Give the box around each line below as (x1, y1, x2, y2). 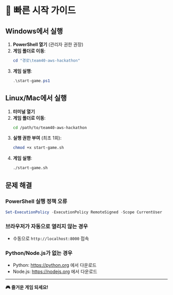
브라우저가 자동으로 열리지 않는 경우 (5, 223, 89, 230)
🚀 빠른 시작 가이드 (5, 5, 76, 16)
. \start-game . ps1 (12, 78, 50, 83)
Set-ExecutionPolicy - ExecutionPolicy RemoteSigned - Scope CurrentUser (5, 209, 162, 215)
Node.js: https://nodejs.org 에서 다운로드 (12, 268, 98, 275)
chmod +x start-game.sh (12, 145, 64, 151)
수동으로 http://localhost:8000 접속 (12, 235, 89, 242)
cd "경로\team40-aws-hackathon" (12, 58, 80, 63)
